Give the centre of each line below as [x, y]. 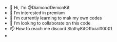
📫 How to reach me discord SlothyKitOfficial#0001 [61, 29]
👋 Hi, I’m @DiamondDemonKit [39, 8]
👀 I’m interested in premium [37, 13]
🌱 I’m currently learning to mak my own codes [56, 18]
